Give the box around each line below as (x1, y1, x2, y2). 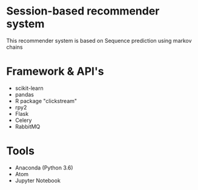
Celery (15, 116, 32, 124)
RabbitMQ (15, 122, 41, 130)
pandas (15, 90, 35, 98)
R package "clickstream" (15, 97, 78, 104)
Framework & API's (6, 65, 104, 78)
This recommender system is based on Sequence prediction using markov (6, 37, 192, 44)
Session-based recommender (6, 4, 160, 18)
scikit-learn (15, 84, 44, 92)
